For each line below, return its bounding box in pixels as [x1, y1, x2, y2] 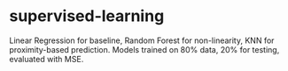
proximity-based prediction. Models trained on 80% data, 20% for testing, [9, 44, 280, 54]
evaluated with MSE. [9, 53, 84, 64]
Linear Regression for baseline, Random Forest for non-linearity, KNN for [9, 35, 275, 46]
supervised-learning [9, 6, 165, 26]
